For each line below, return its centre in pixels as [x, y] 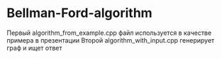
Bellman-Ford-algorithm [80, 13]
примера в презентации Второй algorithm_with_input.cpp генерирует [111, 40]
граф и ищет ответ [34, 48]
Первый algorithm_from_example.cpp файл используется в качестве [109, 33]
